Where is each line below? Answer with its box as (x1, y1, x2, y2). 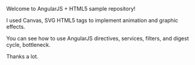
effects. (6, 23, 25, 30)
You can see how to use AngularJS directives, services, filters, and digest (6, 35, 189, 42)
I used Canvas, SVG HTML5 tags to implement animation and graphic (6, 17, 179, 23)
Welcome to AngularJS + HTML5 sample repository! (6, 5, 136, 12)
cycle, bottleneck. (6, 42, 51, 48)
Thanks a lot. (6, 53, 39, 60)
